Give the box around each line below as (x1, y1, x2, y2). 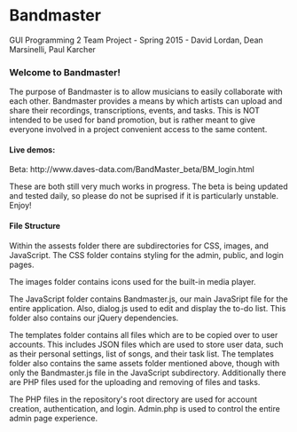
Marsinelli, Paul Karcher (9, 43, 96, 54)
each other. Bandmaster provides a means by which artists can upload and (9, 96, 283, 106)
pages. (9, 259, 35, 270)
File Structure (9, 221, 60, 232)
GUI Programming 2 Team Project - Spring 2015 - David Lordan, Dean (9, 35, 263, 45)
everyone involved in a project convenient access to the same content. (9, 124, 268, 135)
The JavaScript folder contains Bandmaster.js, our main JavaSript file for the (9, 294, 288, 304)
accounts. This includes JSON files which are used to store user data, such (9, 339, 284, 350)
